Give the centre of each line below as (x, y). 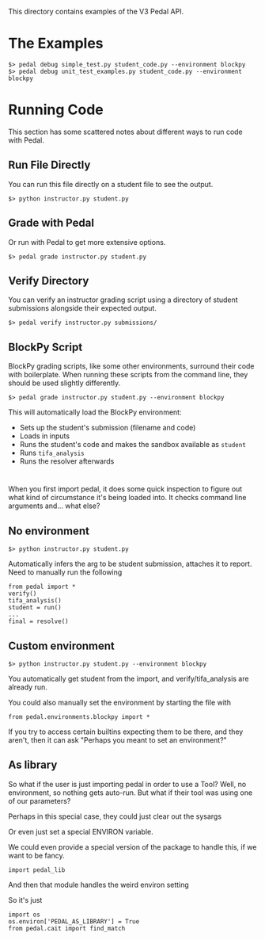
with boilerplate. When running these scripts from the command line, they (128, 375)
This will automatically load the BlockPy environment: (95, 412)
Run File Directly (49, 165)
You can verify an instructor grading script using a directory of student (123, 300)
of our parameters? (40, 801)
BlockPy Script (45, 347)
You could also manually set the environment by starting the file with (120, 702)
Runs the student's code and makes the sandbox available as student (133, 445)
